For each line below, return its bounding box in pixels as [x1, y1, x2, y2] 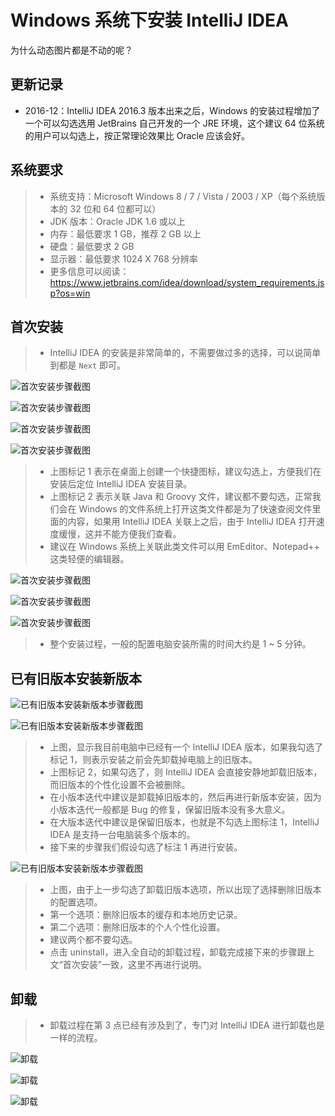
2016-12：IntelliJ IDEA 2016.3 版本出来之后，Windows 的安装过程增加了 [24, 104, 321, 116]
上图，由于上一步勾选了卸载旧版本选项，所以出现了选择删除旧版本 [49, 884, 322, 896]
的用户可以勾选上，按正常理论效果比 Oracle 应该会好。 [24, 129, 251, 141]
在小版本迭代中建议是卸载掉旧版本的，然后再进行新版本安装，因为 [49, 791, 322, 803]
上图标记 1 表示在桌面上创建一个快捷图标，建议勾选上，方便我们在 [49, 466, 322, 478]
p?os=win [49, 287, 91, 299]
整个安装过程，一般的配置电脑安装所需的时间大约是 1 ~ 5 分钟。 [49, 638, 312, 650]
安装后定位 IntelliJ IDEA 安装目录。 [49, 478, 193, 490]
